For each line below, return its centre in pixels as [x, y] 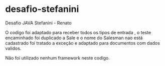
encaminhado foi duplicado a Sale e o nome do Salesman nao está [74, 38]
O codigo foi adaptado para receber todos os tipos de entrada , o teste [78, 32]
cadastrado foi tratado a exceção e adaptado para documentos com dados [83, 43]
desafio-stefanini [42, 9]
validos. [13, 48]
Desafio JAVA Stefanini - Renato [38, 23]
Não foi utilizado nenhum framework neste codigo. [58, 58]
